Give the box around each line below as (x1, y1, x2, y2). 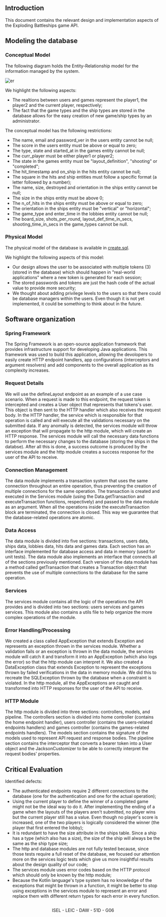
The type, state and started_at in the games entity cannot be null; (12, 147, 145, 153)
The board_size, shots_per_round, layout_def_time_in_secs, (12, 216, 133, 222)
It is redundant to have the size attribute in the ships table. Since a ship (12, 830, 157, 836)
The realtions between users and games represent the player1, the (12, 97, 148, 103)
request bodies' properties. (5, 751, 61, 757)
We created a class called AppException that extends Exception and (5, 638, 144, 644)
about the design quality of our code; (12, 862, 88, 868)
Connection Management (5, 466, 68, 473)
